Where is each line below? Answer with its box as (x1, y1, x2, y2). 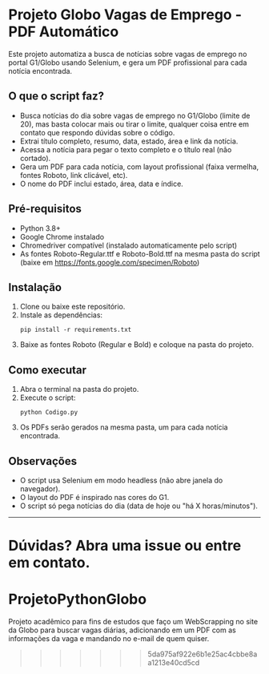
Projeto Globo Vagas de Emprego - (8, 6, 243, 24)
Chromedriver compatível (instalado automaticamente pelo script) (19, 240, 238, 250)
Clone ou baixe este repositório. (19, 302, 126, 312)
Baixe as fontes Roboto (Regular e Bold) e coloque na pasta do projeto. (19, 340, 255, 349)
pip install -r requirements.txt (19, 326, 132, 334)
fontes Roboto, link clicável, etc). (19, 170, 128, 180)
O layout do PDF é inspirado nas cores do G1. (19, 493, 170, 502)
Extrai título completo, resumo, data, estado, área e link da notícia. (19, 136, 239, 146)
